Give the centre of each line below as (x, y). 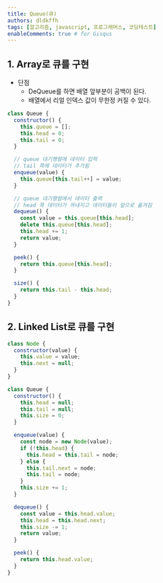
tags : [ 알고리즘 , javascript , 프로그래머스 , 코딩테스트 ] (82, 27)
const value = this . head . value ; (68, 514)
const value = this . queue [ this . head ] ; (77, 218)
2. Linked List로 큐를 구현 (61, 327)
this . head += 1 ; (44, 232)
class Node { (27, 344)
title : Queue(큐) (32, 14)
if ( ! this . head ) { (47, 448)
